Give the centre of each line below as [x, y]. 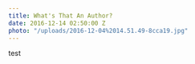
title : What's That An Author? [61, 16]
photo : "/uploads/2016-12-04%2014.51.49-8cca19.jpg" [98, 30]
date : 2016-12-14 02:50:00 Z [57, 23]
